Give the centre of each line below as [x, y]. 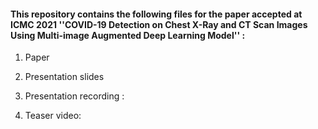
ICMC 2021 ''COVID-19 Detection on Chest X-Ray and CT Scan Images [159, 24]
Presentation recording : [74, 96]
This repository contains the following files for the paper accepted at [156, 14]
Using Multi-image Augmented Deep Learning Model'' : [128, 35]
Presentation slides [64, 77]
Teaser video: [53, 116]
